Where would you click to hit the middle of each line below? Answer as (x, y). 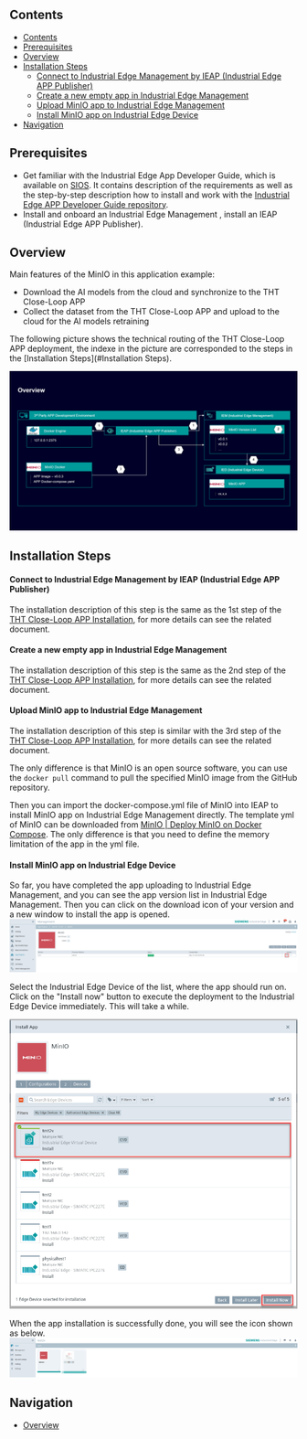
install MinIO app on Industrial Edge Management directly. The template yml (152, 815)
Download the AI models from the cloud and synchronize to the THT (151, 293)
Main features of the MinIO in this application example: (112, 274)
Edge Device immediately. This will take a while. (100, 1006)
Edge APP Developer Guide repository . (95, 204)
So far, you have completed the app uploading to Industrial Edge (130, 885)
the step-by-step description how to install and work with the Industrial (156, 195)
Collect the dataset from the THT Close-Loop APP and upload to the (151, 312)
